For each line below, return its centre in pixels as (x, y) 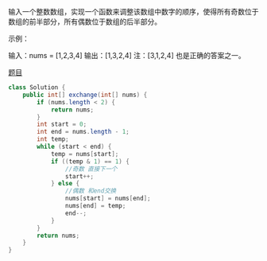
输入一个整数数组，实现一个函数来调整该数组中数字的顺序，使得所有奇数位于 (133, 12)
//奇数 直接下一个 (91, 169)
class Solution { (37, 88)
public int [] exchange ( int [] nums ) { (85, 95)
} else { (65, 184)
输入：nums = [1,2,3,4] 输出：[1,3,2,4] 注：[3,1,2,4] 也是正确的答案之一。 (127, 55)
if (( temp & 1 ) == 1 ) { (90, 162)
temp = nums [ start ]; (85, 154)
